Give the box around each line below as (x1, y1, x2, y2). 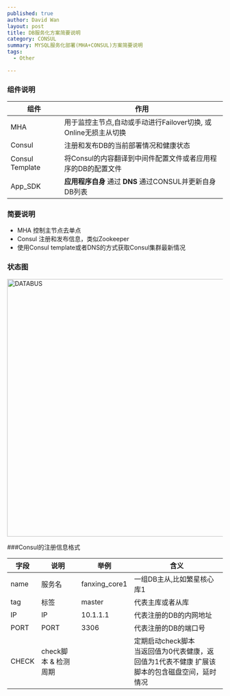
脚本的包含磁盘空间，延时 (133, 667, 217, 677)
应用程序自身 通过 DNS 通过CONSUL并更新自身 (64, 177, 216, 186)
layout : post (7, 23, 44, 30)
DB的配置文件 (77, 164, 122, 174)
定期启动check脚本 (133, 636, 195, 646)
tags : (7, 49, 23, 56)
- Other (13, 55, 36, 62)
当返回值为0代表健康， (133, 647, 207, 656)
